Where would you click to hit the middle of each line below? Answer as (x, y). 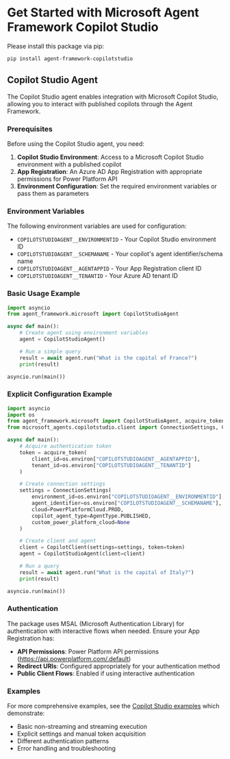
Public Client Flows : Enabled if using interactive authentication (106, 673)
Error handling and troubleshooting (66, 749)
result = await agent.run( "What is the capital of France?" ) (108, 358)
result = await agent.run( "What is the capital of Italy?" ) (107, 572)
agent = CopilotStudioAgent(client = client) (82, 554)
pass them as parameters (53, 193)
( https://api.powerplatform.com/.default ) (74, 658)
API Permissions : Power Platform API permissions (88, 651)
